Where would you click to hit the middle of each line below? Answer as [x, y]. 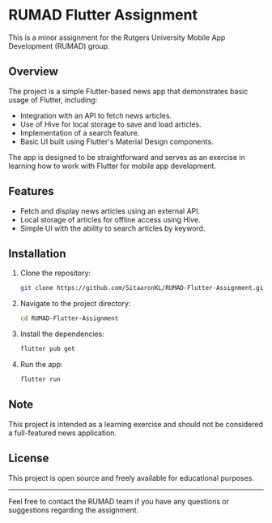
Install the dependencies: [62, 334]
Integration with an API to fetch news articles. [96, 115]
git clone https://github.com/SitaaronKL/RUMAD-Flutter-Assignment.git [143, 288]
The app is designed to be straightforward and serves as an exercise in [127, 157]
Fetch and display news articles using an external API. [110, 211]
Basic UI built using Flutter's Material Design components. [117, 141]
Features [31, 191]
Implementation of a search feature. [80, 132]
